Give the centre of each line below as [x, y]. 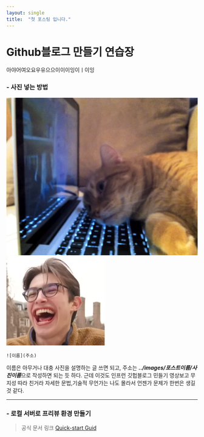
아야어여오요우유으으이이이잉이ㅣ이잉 [50, 70]
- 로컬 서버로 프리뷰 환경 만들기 [49, 413]
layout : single [25, 13]
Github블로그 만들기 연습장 [70, 52]
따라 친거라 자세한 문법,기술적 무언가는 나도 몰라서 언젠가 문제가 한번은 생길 [107, 383]
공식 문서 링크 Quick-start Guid [59, 428]
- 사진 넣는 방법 [27, 87]
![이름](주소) [22, 355]
